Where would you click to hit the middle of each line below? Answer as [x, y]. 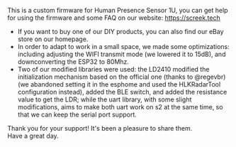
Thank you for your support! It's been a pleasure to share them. [100, 128]
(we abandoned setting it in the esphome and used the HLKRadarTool [119, 84]
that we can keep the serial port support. [77, 114]
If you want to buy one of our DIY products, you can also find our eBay [121, 32]
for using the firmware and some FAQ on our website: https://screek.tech [114, 18]
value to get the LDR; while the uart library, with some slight [105, 99]
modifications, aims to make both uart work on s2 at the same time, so [120, 107]
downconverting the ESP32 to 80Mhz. [73, 62]
